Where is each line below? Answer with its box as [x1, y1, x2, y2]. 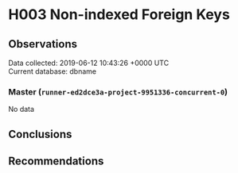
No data [8, 105, 34, 114]
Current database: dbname [8, 67, 97, 76]
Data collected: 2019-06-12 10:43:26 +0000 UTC [8, 58, 170, 67]
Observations [8, 37, 78, 51]
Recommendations [8, 155, 104, 168]
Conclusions [8, 127, 72, 140]
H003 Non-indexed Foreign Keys [8, 6, 231, 24]
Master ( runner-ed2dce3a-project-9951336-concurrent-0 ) [8, 86, 228, 97]
